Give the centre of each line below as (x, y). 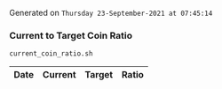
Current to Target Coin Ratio (71, 35)
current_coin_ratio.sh (51, 54)
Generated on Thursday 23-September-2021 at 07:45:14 (111, 13)
